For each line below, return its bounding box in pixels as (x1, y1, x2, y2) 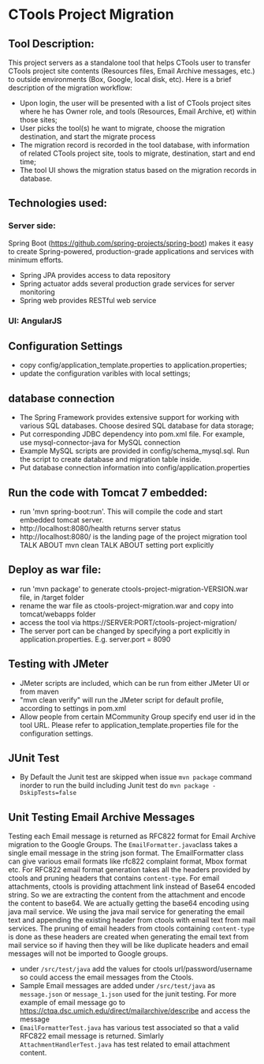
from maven (19, 687, 59, 696)
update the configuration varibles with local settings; (19, 369, 191, 378)
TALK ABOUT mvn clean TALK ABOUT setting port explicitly (19, 541, 214, 550)
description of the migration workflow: (8, 83, 132, 92)
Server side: (8, 220, 57, 231)
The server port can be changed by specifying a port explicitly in (19, 626, 231, 635)
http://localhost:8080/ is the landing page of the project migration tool (19, 532, 247, 541)
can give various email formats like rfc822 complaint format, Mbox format (8, 856, 247, 866)
